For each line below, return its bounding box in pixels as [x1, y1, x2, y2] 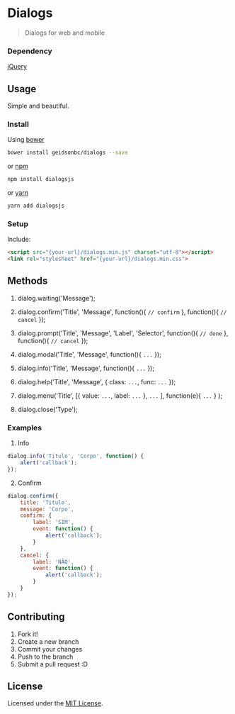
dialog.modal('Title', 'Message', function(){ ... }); [17, 350, 161, 359]
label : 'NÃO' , [33, 558, 74, 565]
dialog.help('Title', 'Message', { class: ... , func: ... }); [17, 377, 176, 386]
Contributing [7, 611, 65, 623]
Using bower [7, 135, 45, 144]
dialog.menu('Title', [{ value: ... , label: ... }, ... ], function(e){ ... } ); [17, 391, 223, 400]
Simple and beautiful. [7, 101, 69, 111]
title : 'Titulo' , [20, 498, 71, 506]
